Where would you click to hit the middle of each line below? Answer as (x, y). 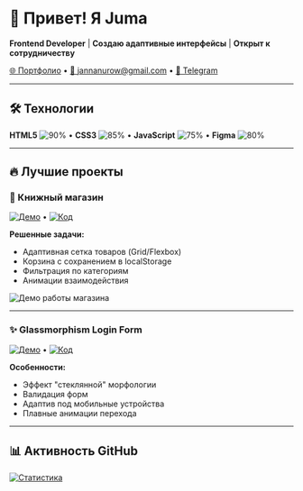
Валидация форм (55, 394)
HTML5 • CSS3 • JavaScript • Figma (123, 135)
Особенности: (37, 367)
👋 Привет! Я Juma (78, 18)
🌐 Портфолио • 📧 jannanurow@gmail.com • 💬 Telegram (114, 70)
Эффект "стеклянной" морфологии (89, 384)
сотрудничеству (42, 52)
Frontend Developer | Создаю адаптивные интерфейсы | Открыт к (140, 43)
